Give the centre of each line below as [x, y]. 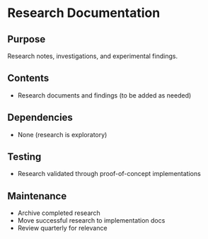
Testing [24, 157]
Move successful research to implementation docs [91, 221]
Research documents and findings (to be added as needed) [104, 95]
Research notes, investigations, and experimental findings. [93, 56]
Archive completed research [59, 213]
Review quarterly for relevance [62, 228]
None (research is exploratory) [62, 134]
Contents [28, 78]
